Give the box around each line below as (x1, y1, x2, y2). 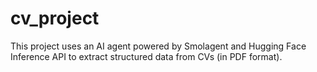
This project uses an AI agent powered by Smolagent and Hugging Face (10, 40, 307, 52)
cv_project (10, 7, 100, 30)
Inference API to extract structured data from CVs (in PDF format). (10, 50, 283, 62)
